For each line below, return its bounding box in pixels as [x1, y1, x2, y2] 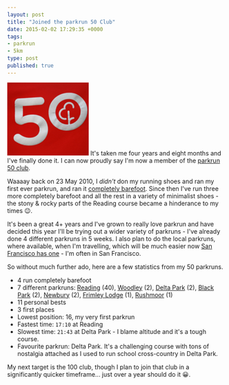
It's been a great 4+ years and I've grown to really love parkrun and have [7, 220, 215, 228]
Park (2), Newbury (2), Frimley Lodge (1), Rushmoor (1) [17, 290, 173, 299]
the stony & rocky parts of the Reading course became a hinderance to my [7, 199, 219, 207]
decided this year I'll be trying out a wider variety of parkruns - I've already [7, 227, 221, 235]
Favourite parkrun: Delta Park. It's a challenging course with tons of [17, 342, 209, 350]
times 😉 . [7, 206, 33, 214]
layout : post [7, 11, 45, 18]
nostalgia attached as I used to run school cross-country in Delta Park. [17, 349, 219, 357]
